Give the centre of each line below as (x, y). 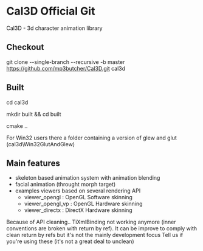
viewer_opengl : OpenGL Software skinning (78, 197)
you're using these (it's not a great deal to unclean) (71, 241)
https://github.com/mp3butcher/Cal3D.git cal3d (66, 68)
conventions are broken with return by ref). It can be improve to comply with (102, 228)
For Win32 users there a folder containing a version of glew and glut (92, 138)
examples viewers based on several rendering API (78, 191)
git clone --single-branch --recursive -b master (66, 62)
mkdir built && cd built (34, 114)
